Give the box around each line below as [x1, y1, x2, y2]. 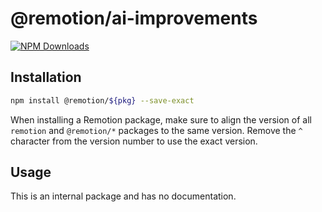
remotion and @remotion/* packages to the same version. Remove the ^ [10, 124, 303, 136]
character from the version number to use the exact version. [10, 135, 258, 147]
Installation [10, 69, 82, 86]
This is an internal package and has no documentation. [10, 190, 237, 202]
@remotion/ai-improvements [10, 7, 258, 30]
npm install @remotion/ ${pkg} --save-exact [10, 95, 195, 106]
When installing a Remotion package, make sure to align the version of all [10, 113, 312, 126]
